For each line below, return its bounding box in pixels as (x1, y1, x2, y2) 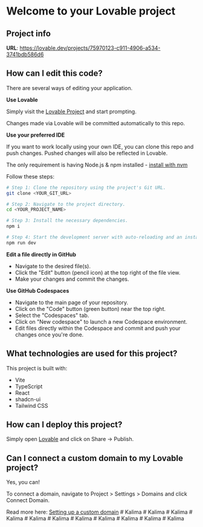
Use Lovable (6, 96, 38, 103)
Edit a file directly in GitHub (6, 250, 77, 258)
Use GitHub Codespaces (6, 287, 69, 294)
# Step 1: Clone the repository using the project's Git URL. (6, 185, 166, 191)
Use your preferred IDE (6, 131, 65, 139)
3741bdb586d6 (6, 51, 44, 58)
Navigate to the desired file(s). (14, 262, 91, 270)
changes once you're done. (14, 331, 84, 338)
